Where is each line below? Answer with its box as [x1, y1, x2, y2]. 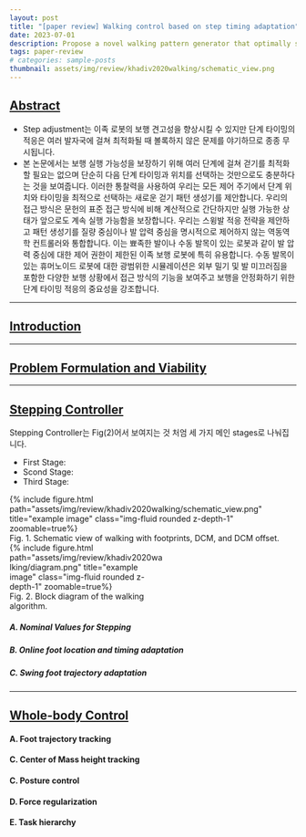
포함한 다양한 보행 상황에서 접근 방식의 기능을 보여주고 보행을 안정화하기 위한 [22, 271, 296, 283]
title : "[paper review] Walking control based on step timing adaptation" [9, 22, 300, 31]
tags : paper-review [9, 47, 84, 57]
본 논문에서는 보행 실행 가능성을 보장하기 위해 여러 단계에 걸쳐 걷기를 [22, 157, 266, 169]
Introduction [9, 319, 82, 334]
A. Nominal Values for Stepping [9, 622, 132, 633]
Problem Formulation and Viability [9, 360, 207, 375]
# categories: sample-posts [9, 56, 117, 65]
